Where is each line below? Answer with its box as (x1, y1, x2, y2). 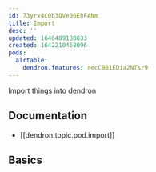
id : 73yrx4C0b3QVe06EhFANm (8, 11, 98, 20)
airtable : (15, 57, 48, 65)
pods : (8, 49, 26, 57)
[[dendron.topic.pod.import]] (19, 130, 115, 140)
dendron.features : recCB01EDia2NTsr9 (22, 64, 149, 72)
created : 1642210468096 (8, 42, 88, 50)
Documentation (8, 109, 88, 122)
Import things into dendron (8, 86, 97, 95)
